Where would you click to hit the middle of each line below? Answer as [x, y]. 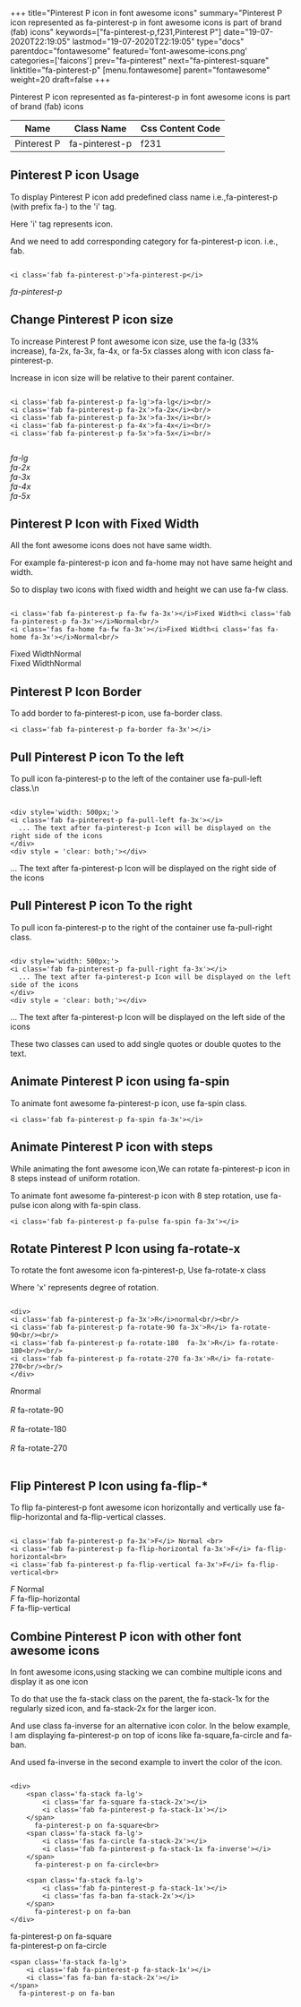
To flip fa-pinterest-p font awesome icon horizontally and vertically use [141, 1507]
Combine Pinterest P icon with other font [126, 1637]
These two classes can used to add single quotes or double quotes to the [146, 1043]
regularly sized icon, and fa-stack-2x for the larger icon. [113, 1708]
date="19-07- [249, 32]
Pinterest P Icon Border [76, 692]
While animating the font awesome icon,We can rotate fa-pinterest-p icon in [150, 1169]
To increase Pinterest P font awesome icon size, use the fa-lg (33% [134, 341]
